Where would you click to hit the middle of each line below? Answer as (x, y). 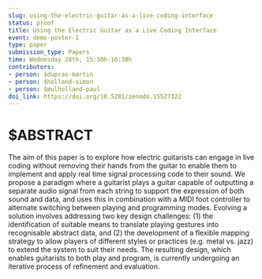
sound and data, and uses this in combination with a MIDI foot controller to (129, 199)
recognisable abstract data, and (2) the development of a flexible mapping (129, 233)
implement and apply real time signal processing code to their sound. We (127, 174)
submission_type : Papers (49, 52)
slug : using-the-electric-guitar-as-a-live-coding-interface (111, 15)
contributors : (32, 67)
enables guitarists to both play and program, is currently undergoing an (124, 258)
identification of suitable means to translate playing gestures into (114, 224)
